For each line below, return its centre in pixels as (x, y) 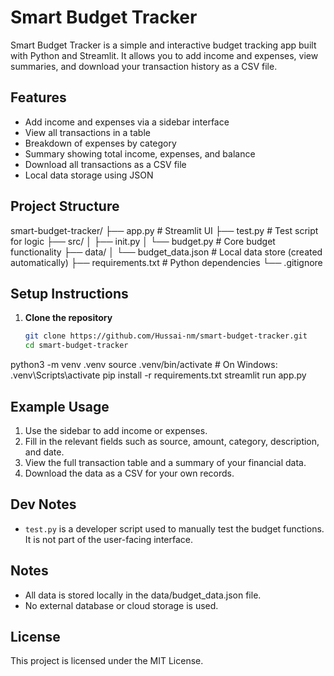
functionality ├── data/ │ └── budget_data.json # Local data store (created (166, 252)
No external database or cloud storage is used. (121, 605)
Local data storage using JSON (89, 175)
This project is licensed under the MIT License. (107, 661)
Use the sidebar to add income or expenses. (116, 430)
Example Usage (60, 406)
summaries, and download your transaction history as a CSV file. (144, 66)
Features (38, 97)
